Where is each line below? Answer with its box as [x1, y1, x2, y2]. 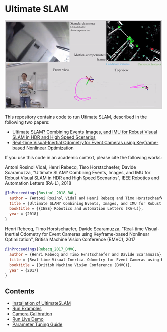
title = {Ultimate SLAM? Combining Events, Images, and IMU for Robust [9, 201, 162, 206]
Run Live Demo [12, 316, 44, 322]
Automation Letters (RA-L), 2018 [5, 180, 71, 186]
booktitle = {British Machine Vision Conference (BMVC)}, [9, 262, 133, 268]
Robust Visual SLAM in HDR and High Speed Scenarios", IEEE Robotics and [5, 175, 159, 181]
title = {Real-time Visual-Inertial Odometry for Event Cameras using [9, 257, 159, 262]
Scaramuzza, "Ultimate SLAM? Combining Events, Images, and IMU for [5, 169, 151, 175]
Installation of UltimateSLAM [12, 300, 71, 306]
